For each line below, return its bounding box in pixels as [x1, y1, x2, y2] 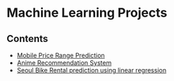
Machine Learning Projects [6, 5, 168, 21]
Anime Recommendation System [16, 59, 112, 67]
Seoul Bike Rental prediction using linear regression [16, 66, 167, 74]
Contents [6, 33, 49, 45]
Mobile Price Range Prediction [16, 51, 105, 59]
